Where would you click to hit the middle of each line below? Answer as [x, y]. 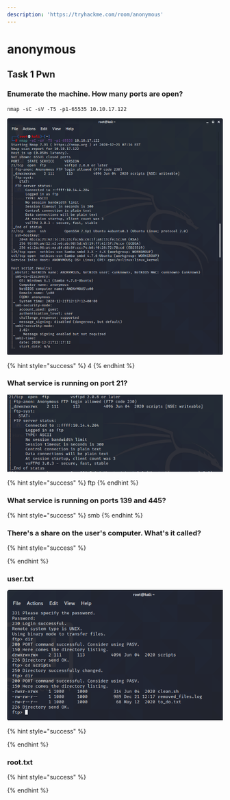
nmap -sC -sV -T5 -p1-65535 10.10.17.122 [67, 109]
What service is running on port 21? [67, 383]
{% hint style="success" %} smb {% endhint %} [75, 515]
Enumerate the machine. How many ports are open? [95, 94]
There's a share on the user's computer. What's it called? [104, 533]
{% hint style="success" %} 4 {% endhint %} [71, 365]
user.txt [21, 579]
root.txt [20, 762]
